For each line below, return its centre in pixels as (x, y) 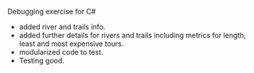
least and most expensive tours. (71, 44)
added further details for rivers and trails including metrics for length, (132, 35)
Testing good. (42, 60)
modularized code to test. (61, 52)
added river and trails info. (62, 27)
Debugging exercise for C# (52, 12)
